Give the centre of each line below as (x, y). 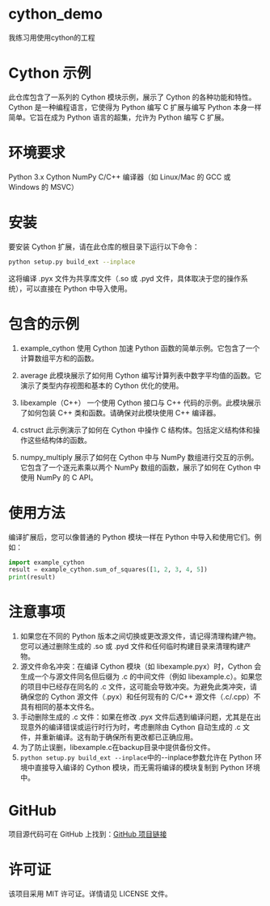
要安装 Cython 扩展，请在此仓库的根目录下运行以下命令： (104, 247)
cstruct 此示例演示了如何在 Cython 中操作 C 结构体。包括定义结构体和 (136, 430)
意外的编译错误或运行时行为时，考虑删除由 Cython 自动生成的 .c (134, 727)
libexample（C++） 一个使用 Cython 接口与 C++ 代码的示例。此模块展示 (140, 402)
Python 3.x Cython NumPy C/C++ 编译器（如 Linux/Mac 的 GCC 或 (120, 177)
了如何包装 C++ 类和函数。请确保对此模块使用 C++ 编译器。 (120, 412)
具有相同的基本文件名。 (59, 707)
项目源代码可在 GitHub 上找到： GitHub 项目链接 (88, 834)
